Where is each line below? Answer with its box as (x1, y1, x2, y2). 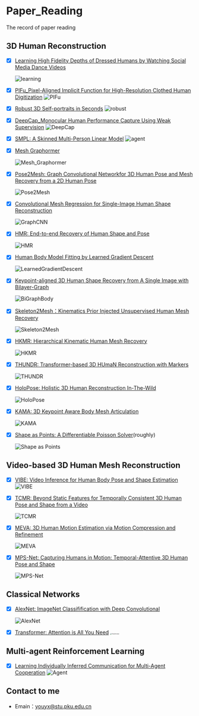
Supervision (14, 124, 45, 130)
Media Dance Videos (14, 64, 67, 71)
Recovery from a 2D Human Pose (14, 177, 97, 185)
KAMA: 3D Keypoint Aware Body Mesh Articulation (14, 408, 139, 415)
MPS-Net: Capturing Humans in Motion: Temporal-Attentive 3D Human (14, 554, 188, 561)
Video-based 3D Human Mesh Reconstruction (6, 460, 181, 471)
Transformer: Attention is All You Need (14, 629, 109, 636)
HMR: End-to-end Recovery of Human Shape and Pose (14, 230, 150, 237)
